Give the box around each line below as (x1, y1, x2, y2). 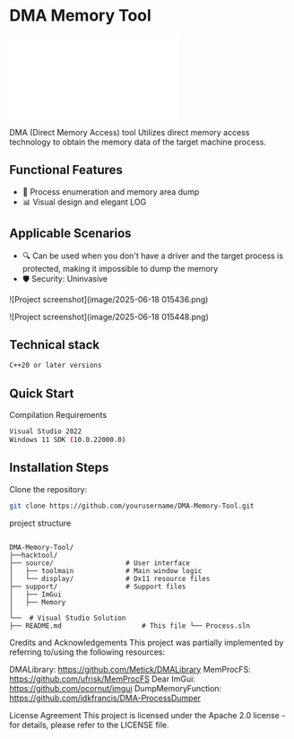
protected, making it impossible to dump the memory (22, 263, 219, 274)
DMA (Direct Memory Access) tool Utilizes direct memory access (9, 126, 250, 137)
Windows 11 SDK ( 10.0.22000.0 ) (9, 435, 126, 444)
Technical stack (9, 337, 100, 352)
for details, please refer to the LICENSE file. (9, 719, 169, 730)
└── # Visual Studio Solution (9, 613, 126, 622)
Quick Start (9, 386, 74, 401)
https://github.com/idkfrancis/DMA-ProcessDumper (9, 692, 202, 703)
